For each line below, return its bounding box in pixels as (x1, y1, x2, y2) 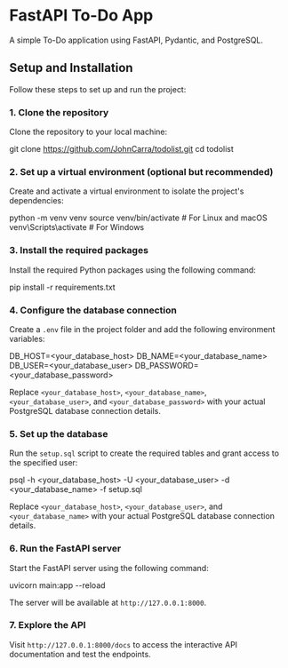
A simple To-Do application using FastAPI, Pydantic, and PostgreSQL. (9, 35, 264, 45)
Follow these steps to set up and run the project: (9, 83, 187, 94)
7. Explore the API (9, 619, 86, 632)
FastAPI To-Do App (9, 5, 154, 26)
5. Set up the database (9, 427, 108, 440)
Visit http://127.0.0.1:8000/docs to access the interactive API (9, 639, 238, 649)
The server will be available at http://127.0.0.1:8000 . (9, 597, 207, 608)
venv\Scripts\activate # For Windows (9, 222, 145, 233)
